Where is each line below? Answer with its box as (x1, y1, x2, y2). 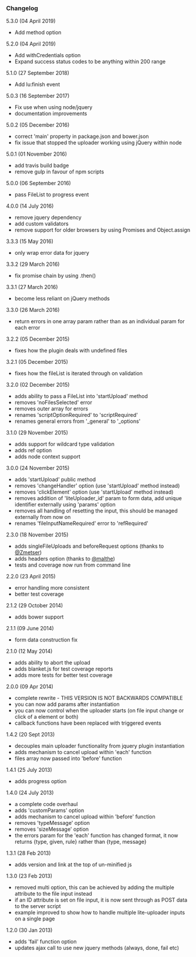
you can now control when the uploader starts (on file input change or (14, 707, 184, 714)
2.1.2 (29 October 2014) (6, 602, 63, 609)
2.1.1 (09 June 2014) (6, 625, 54, 632)
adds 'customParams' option (14, 807, 85, 814)
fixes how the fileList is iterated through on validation (14, 370, 143, 377)
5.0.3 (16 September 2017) (6, 93, 70, 100)
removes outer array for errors (14, 405, 89, 412)
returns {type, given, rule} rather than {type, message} (14, 838, 147, 846)
